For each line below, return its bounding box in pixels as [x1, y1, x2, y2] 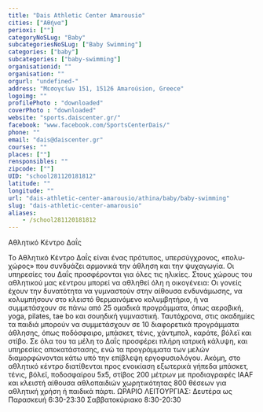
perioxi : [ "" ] [8, 26, 55, 34]
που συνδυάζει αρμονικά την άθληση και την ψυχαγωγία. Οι [35, 261, 235, 271]
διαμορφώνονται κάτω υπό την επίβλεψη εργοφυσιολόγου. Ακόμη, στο [8, 353, 241, 362]
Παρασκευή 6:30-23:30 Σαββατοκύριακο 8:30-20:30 [8, 395, 182, 405]
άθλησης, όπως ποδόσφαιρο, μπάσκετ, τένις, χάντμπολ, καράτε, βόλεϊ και [8, 328, 252, 338]
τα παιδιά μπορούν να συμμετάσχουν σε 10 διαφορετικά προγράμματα [8, 320, 239, 329]
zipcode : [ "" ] [8, 165, 55, 173]
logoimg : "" [8, 92, 47, 100]
